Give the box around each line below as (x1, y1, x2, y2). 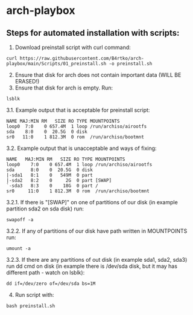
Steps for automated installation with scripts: (6, 28, 180, 38)
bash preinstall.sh (6, 303, 55, 309)
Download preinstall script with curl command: (14, 44, 131, 51)
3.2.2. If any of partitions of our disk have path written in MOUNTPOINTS (6, 227, 188, 235)
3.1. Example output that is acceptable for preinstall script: (6, 106, 150, 114)
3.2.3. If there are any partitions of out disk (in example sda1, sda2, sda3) (6, 256, 188, 263)
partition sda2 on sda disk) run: (6, 205, 84, 212)
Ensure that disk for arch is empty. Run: (14, 84, 113, 91)
